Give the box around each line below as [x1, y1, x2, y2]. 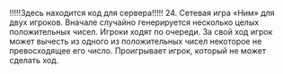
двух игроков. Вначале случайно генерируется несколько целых [9, 17, 260, 28]
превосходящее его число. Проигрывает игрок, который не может [9, 45, 267, 56]
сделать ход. [9, 55, 59, 65]
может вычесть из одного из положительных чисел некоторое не [9, 36, 262, 46]
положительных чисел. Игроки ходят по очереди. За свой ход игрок [9, 27, 273, 37]
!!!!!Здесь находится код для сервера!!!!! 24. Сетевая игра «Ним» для [9, 8, 276, 18]
